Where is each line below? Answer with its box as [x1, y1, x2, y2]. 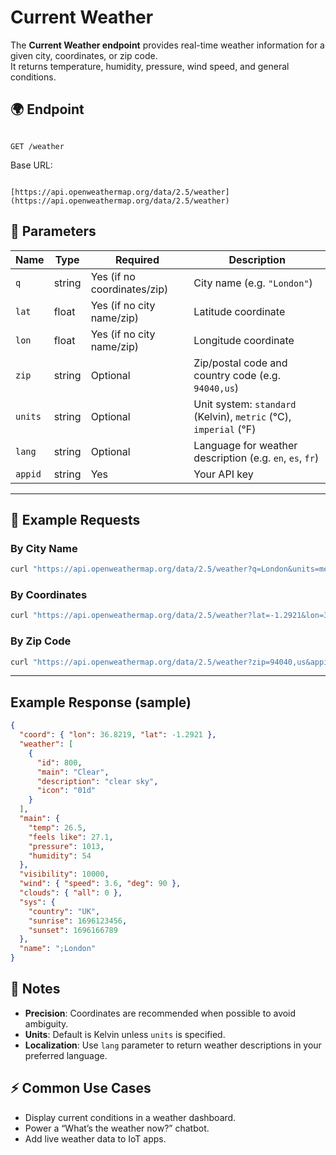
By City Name [10, 541, 78, 555]
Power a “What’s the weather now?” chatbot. [24, 1122, 210, 1134]
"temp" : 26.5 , [28, 822, 87, 833]
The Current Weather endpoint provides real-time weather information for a [10, 39, 325, 51]
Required [115, 252, 160, 266]
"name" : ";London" [19, 944, 97, 954]
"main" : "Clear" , [36, 767, 110, 777]
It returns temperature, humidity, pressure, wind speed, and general [10, 60, 290, 72]
